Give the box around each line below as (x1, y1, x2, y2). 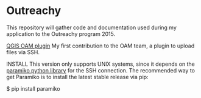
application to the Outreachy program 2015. (6, 30, 116, 37)
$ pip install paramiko (6, 85, 60, 92)
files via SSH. (6, 48, 40, 55)
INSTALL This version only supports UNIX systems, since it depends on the (6, 60, 195, 68)
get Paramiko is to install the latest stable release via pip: (6, 73, 149, 80)
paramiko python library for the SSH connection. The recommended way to (6, 66, 195, 74)
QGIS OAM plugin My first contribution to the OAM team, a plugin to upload (6, 42, 195, 49)
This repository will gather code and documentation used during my (6, 24, 177, 31)
